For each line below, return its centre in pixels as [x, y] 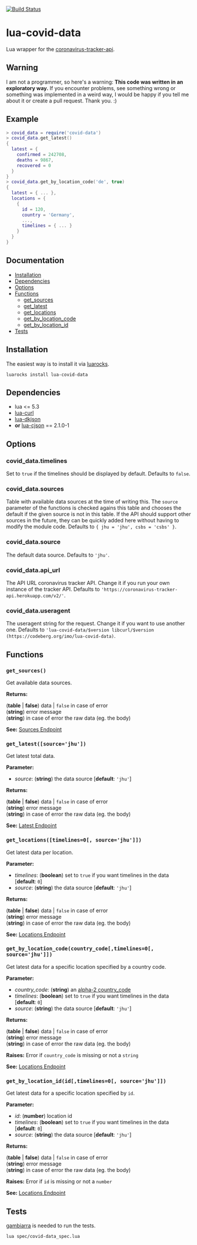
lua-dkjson [28, 419]
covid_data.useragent [38, 611]
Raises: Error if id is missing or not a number [59, 1181]
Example [22, 119]
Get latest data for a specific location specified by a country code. [86, 966]
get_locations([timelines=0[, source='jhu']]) [74, 840]
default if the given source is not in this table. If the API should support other [98, 514]
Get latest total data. [31, 756]
